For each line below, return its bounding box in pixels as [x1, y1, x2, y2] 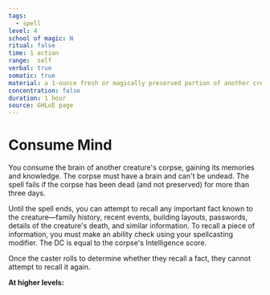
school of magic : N [8, 34, 74, 43]
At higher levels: [8, 278, 64, 288]
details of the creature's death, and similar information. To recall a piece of [8, 221, 256, 231]
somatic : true [8, 72, 56, 80]
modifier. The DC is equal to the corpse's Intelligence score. [8, 238, 207, 248]
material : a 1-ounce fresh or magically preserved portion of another [8, 79, 250, 87]
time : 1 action [8, 49, 59, 57]
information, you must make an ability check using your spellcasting [8, 230, 234, 240]
